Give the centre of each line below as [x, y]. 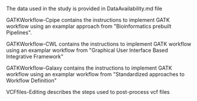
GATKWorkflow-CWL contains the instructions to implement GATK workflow [99, 44]
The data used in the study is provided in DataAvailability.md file [84, 9]
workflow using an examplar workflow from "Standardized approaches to [96, 74]
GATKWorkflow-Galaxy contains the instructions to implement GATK [89, 68]
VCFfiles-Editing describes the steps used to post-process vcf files [88, 92]
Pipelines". [19, 32]
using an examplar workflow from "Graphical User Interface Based [87, 50]
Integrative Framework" [35, 56]
